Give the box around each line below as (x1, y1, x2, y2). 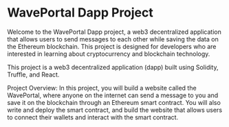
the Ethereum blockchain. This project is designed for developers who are (7, 42, 217, 50)
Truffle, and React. (7, 70, 60, 79)
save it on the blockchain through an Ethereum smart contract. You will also (7, 98, 221, 106)
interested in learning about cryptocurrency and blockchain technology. (7, 50, 210, 58)
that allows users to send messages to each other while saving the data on (7, 35, 219, 43)
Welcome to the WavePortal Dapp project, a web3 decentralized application (7, 28, 221, 36)
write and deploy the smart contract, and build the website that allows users (7, 106, 222, 114)
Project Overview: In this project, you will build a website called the (7, 84, 197, 92)
